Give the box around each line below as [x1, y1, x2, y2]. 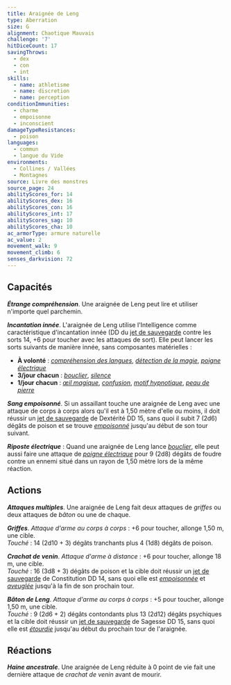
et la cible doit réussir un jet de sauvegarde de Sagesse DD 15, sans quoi [7, 617, 215, 625]
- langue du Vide [13, 152, 64, 160]
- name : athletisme [13, 81, 70, 88]
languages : [7, 140, 39, 147]
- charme [13, 107, 39, 114]
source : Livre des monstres [7, 178, 89, 185]
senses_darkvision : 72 [7, 256, 73, 263]
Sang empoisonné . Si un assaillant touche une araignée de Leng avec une [7, 399, 221, 407]
